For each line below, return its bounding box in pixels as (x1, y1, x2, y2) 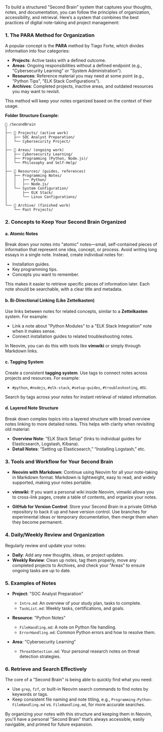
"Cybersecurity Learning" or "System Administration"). (12, 68, 123, 74)
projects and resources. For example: (5, 375, 80, 381)
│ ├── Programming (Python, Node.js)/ (5, 156, 89, 161)
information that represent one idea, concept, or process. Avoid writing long (5, 247, 157, 252)
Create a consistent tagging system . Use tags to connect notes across (5, 370, 147, 376)
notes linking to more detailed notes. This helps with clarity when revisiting (5, 421, 155, 427)
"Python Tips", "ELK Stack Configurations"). (12, 78, 101, 84)
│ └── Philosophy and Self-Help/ (5, 160, 77, 165)
